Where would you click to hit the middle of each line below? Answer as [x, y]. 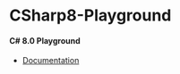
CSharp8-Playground [90, 16]
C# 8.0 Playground [45, 40]
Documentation [51, 61]
